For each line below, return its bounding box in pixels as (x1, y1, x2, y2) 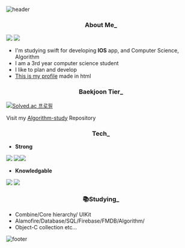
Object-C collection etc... (14, 224, 77, 231)
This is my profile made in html (14, 72, 91, 80)
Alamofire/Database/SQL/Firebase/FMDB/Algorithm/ (14, 217, 145, 224)
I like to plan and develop (14, 66, 77, 74)
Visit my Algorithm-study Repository (6, 114, 96, 121)
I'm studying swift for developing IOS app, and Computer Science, (14, 47, 179, 54)
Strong (14, 142, 33, 150)
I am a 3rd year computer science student (14, 60, 119, 67)
